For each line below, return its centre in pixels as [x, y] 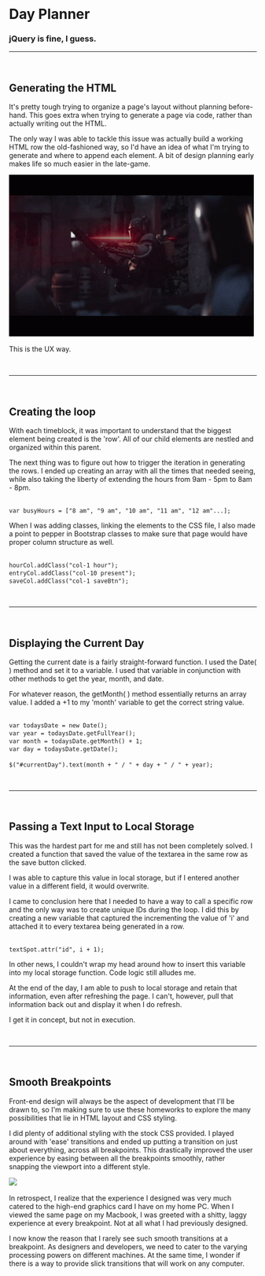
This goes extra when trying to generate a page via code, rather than [140, 116]
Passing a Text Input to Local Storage [102, 827]
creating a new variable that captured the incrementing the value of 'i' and [129, 917]
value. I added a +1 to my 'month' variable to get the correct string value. [127, 702]
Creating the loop [53, 412]
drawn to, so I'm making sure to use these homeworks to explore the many [130, 1109]
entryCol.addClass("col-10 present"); [72, 574]
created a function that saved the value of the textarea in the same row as [129, 854]
